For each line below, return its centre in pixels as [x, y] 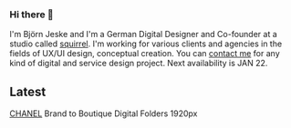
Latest [28, 91]
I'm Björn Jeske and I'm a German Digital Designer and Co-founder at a [144, 34]
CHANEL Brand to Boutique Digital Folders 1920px [104, 113]
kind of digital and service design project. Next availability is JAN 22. [139, 64]
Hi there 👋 [32, 15]
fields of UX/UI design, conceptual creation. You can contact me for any [145, 54]
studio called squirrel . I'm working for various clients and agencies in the [146, 44]
